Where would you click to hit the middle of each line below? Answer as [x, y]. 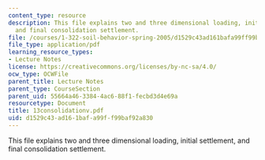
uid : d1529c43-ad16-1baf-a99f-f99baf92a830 [81, 118]
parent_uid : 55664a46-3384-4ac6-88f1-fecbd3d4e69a [93, 96]
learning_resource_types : [50, 52]
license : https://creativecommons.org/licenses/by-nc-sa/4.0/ [112, 67]
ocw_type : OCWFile [38, 74]
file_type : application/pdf [54, 45]
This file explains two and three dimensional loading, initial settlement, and [129, 140]
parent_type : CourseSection [54, 89]
